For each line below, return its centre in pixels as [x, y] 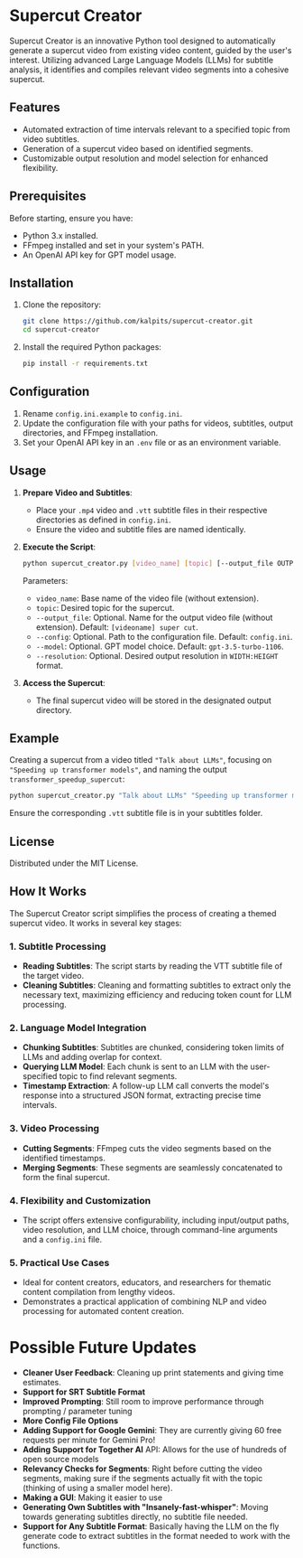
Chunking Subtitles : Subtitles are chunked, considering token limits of [153, 1047]
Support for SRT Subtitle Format [84, 1392]
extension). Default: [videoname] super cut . [117, 627]
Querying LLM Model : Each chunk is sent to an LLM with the [135, 1066]
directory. [54, 709]
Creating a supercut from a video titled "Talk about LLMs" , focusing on [141, 760]
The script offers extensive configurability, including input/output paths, [156, 1220]
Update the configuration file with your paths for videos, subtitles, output [157, 423]
